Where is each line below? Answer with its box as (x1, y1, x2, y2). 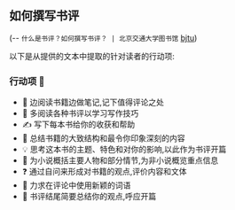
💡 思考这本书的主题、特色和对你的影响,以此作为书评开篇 (21, 144, 227, 155)
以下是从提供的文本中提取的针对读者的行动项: (9, 51, 176, 61)
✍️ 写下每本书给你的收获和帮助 (21, 119, 136, 130)
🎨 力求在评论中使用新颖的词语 (21, 180, 131, 191)
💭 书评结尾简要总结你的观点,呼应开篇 (21, 191, 157, 202)
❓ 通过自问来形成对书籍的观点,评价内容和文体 (21, 167, 188, 177)
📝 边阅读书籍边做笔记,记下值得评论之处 (21, 97, 164, 108)
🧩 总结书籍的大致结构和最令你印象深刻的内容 (21, 133, 185, 144)
